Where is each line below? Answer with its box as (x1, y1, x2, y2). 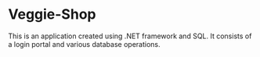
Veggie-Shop (8, 5, 96, 23)
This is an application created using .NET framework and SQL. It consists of (8, 31, 252, 41)
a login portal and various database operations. (8, 39, 161, 48)
